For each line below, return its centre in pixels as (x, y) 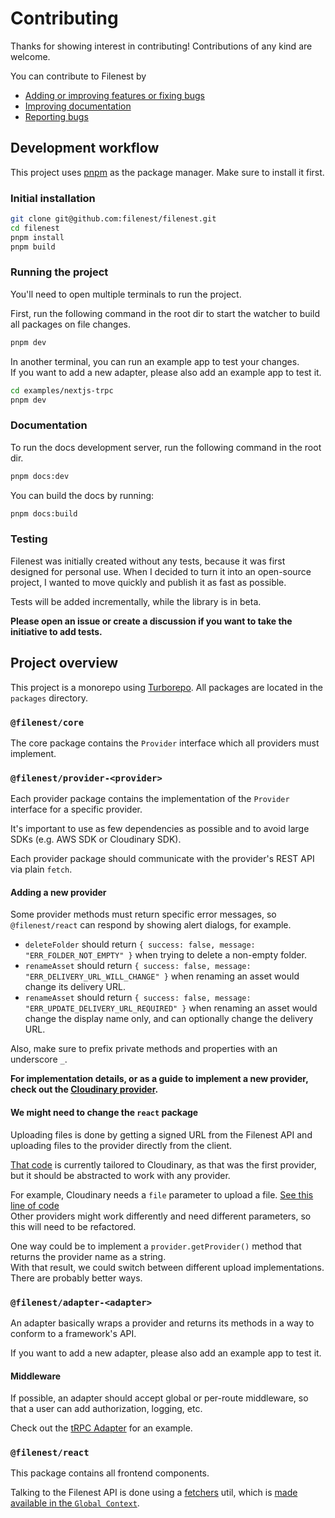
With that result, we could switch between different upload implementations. (167, 1267)
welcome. (30, 56)
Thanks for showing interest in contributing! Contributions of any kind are (161, 46)
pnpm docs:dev (40, 476)
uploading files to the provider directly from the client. (121, 1145)
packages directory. (49, 698)
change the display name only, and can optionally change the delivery (169, 1019)
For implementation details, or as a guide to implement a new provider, (159, 1079)
